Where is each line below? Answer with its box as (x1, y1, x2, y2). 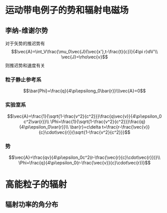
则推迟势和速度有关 (5, 62, 45, 68)
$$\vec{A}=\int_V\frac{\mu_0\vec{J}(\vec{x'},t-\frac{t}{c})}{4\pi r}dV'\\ (11, 49, 158, 54)
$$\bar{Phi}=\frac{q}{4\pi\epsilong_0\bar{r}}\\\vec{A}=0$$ (23, 88, 146, 94)
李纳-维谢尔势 (5, 26, 48, 35)
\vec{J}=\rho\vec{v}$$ (61, 54, 108, 60)
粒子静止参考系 (5, 76, 42, 83)
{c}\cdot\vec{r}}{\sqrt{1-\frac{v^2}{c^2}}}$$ (38, 129, 131, 135)
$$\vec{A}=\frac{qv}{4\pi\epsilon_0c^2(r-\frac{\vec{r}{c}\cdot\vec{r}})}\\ (9, 154, 160, 160)
